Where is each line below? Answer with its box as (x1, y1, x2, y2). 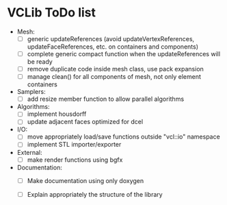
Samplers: (16, 88, 46, 96)
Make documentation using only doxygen (27, 176, 144, 184)
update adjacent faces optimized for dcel (27, 118, 144, 126)
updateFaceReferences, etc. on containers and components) (27, 43, 199, 51)
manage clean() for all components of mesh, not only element (27, 73, 202, 81)
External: (16, 148, 42, 156)
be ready (27, 58, 53, 66)
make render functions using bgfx (27, 156, 123, 164)
